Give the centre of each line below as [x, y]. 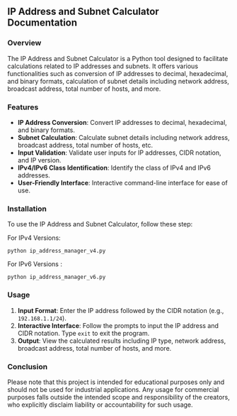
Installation [27, 209]
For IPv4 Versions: [34, 238]
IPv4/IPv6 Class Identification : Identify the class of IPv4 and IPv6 [114, 168]
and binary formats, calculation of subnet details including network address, [118, 81]
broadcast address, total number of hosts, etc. [85, 145]
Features [23, 107]
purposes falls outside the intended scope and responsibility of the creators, [118, 397]
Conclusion [28, 366]
